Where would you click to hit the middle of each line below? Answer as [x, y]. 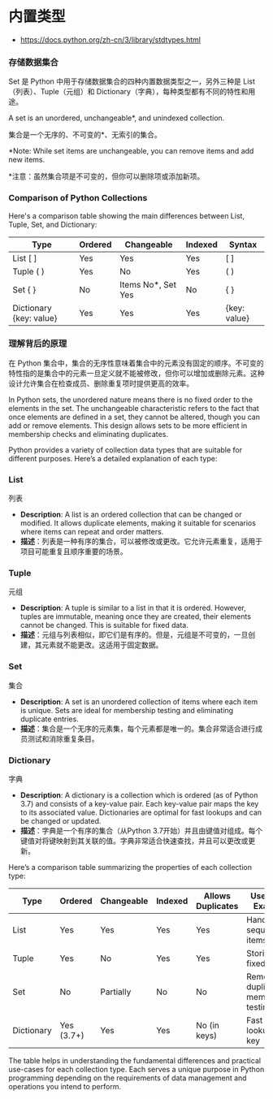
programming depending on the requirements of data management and [128, 1078]
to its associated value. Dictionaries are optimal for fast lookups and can [141, 812]
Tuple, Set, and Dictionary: [53, 224]
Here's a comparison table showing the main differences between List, [127, 215]
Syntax [243, 244]
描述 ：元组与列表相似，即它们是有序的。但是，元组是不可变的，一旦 [134, 635]
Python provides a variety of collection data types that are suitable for [125, 450]
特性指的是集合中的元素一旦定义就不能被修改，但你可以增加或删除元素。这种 [136, 373]
